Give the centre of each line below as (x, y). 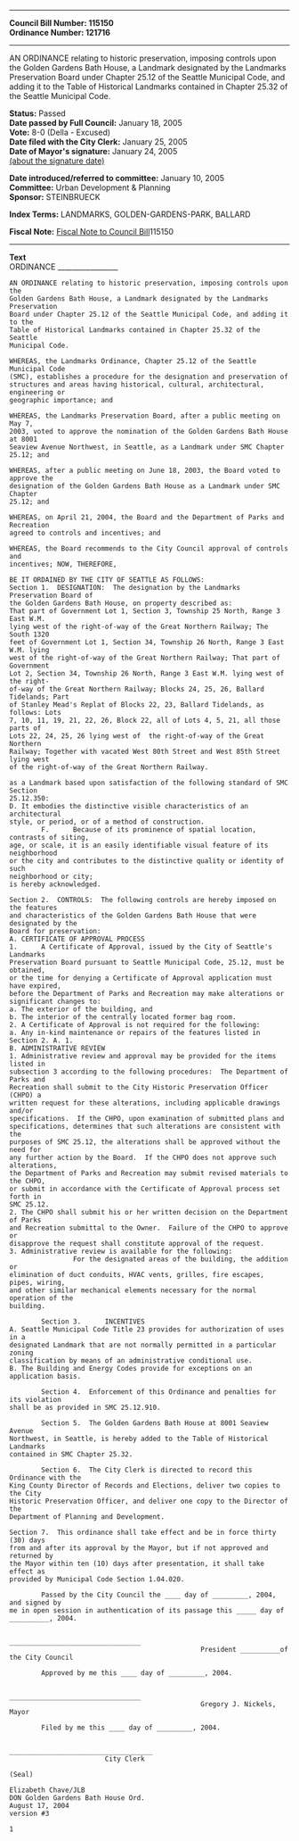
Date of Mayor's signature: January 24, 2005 (93, 151)
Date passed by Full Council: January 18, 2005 (96, 123)
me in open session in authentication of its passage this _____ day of (147, 1611)
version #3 (29, 1813)
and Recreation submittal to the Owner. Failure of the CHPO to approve (149, 1228)
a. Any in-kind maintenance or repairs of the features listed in (135, 1032)
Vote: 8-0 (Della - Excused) (60, 132)
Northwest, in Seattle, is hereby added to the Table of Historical (139, 1439)
